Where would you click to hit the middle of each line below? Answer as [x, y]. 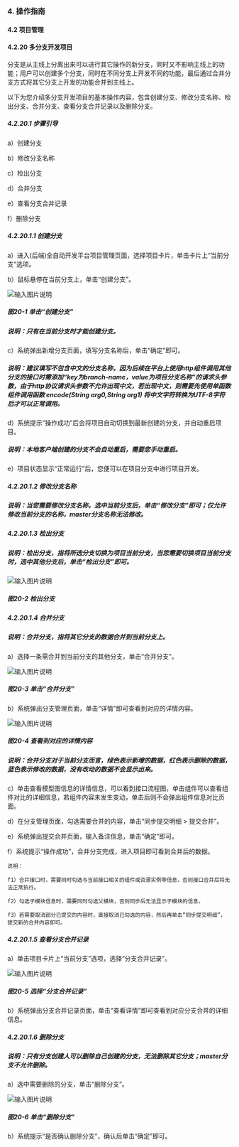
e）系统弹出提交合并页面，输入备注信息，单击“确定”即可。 [93, 836]
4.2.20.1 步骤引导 [33, 124]
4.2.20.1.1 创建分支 [35, 236]
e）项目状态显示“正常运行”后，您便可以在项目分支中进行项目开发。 [105, 468]
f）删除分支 [24, 218]
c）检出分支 [25, 173]
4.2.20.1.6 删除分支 [36, 1037]
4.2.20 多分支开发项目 [40, 47]
